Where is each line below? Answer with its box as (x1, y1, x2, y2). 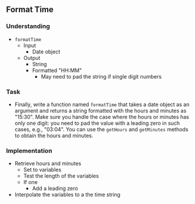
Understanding (6, 22, 51, 30)
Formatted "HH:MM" (32, 67, 82, 74)
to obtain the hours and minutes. (14, 132, 94, 139)
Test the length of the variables (23, 172, 99, 179)
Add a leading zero (32, 185, 78, 192)
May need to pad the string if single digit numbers (41, 73, 162, 80)
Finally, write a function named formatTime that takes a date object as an (14, 101, 190, 108)
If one (23, 179, 38, 186)
